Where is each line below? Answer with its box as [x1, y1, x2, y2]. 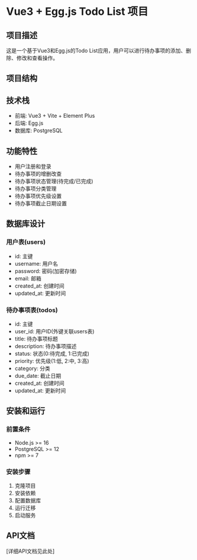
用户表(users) [6, 238, 46, 246]
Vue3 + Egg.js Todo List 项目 [6, 5, 149, 18]
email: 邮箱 [14, 275, 41, 282]
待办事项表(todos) [6, 305, 58, 314]
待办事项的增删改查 [14, 170, 62, 178]
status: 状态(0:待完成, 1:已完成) [14, 350, 90, 357]
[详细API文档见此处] [6, 548, 55, 555]
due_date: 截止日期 [14, 372, 62, 379]
